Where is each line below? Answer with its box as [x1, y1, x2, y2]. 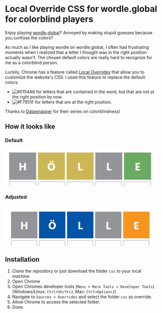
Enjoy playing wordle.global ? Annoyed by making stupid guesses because [5, 30, 153, 35]
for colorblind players [5, 14, 93, 25]
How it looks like [5, 123, 56, 131]
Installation [5, 255, 40, 264]
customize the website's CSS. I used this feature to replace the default [5, 74, 145, 80]
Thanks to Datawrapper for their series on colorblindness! [5, 108, 120, 114]
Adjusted [5, 194, 27, 201]
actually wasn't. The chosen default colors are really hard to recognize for [5, 54, 152, 60]
